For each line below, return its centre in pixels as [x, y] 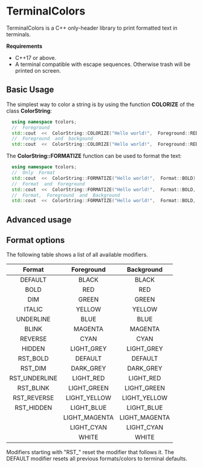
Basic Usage [30, 90]
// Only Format [34, 173]
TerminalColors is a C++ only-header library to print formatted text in [92, 28]
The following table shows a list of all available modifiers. [77, 255]
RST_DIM [33, 369]
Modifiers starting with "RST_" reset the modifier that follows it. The [90, 452]
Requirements [24, 46]
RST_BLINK [33, 388]
